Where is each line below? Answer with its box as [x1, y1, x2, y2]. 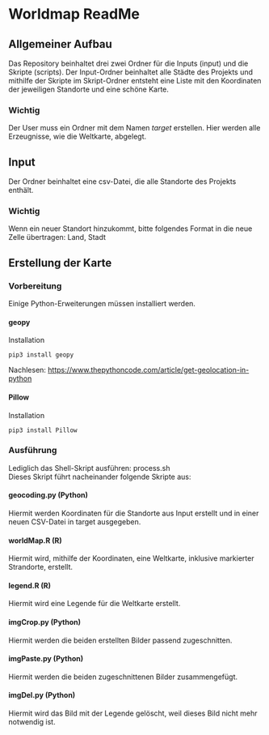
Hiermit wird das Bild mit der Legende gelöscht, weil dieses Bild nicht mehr [8, 708, 258, 718]
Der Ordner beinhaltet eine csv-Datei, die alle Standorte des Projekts [8, 177, 237, 186]
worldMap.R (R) [8, 536, 62, 545]
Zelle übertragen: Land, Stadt [8, 233, 107, 242]
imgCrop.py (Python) [8, 617, 82, 626]
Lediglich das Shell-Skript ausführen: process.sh [8, 463, 170, 472]
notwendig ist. [8, 717, 56, 727]
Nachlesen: [8, 365, 47, 375]
